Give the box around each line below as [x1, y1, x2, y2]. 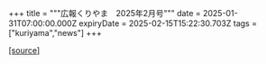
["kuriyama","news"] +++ [8, 28, 103, 38]
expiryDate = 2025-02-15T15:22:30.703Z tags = [78, 18, 258, 29]
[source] [8, 45, 41, 56]
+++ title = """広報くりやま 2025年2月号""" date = [8, 8, 202, 18]
